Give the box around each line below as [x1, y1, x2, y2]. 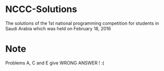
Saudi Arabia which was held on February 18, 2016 [5, 25, 111, 31]
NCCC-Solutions [5, 4, 77, 15]
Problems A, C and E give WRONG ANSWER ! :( [5, 59, 104, 66]
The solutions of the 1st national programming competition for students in [5, 20, 159, 26]
